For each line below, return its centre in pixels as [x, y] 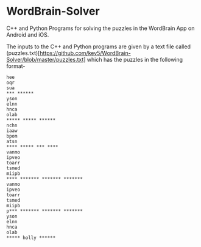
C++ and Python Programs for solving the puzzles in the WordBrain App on [100, 28]
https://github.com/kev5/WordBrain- [85, 53]
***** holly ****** [31, 238]
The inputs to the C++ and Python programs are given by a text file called [98, 46]
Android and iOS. [28, 34]
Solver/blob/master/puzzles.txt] [46, 59]
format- [16, 66]
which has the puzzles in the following [135, 59]
